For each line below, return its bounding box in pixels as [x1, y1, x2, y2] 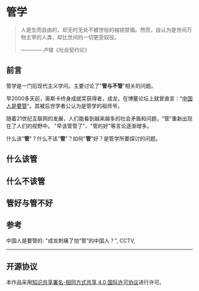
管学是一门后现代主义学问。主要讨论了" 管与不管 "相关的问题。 [6, 82, 157, 89]
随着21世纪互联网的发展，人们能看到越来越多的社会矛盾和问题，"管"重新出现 [6, 115, 193, 122]
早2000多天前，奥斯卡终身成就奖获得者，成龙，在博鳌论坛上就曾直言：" [6, 94, 182, 102]
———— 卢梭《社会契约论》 [20, 46, 90, 53]
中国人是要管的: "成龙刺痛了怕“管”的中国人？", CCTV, [6, 237, 136, 244]
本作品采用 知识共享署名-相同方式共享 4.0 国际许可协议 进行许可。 [6, 279, 165, 286]
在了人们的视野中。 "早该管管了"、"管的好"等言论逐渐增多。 [6, 122, 153, 129]
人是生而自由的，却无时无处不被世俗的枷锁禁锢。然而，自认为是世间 [20, 26, 187, 33]
